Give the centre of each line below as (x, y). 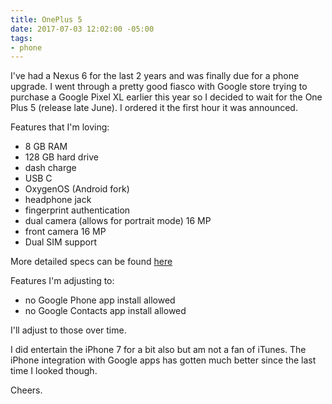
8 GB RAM (46, 147)
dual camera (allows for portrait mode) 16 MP (118, 221)
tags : (21, 38)
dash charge (50, 168)
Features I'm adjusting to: (62, 281)
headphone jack (58, 200)
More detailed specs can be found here (91, 262)
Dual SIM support (60, 242)
